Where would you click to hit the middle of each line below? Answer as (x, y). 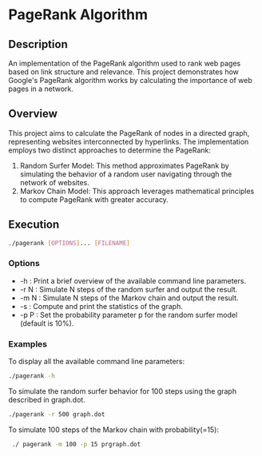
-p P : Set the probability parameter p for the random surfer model (129, 315)
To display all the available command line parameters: (97, 362)
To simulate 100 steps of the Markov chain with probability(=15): (114, 430)
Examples (28, 343)
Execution (34, 225)
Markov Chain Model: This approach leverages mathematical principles (137, 191)
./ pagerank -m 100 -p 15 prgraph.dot (76, 444)
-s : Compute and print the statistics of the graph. (101, 306)
